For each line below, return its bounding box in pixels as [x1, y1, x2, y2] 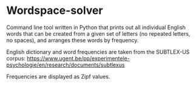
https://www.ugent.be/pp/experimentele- [27, 55, 130, 62]
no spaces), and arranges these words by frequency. [6, 36, 139, 44]
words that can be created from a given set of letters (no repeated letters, [6, 30, 191, 37]
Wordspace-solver [6, 4, 103, 18]
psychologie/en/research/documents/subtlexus [6, 61, 125, 68]
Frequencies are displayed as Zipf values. [6, 73, 110, 80]
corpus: [6, 55, 26, 62]
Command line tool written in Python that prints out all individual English [6, 24, 186, 31]
